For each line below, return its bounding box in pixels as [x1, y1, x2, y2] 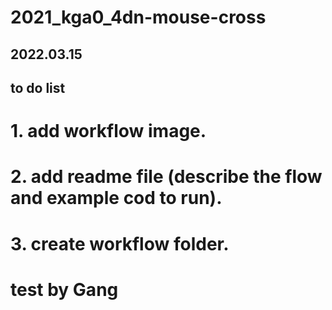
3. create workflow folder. [10, 232, 230, 255]
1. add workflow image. [10, 120, 207, 143]
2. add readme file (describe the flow [10, 166, 323, 188]
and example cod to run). [10, 187, 223, 210]
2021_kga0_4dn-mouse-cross [10, 6, 267, 29]
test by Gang [10, 278, 119, 301]
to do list [10, 79, 66, 96]
